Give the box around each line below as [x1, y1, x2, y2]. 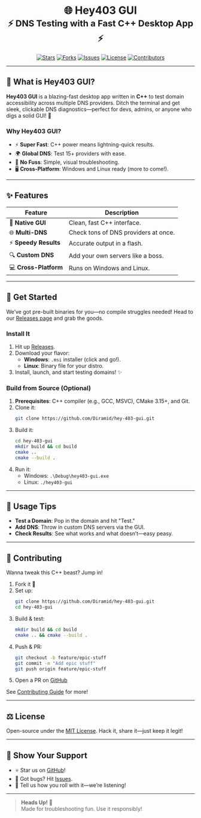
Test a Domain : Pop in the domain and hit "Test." [14, 517, 136, 525]
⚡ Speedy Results [9, 238, 61, 247]
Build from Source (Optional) [6, 383, 92, 392]
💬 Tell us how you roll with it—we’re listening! [14, 781, 126, 789]
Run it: [14, 466, 31, 473]
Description [104, 208, 139, 217]
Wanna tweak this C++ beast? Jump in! [6, 569, 103, 576]
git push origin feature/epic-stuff [14, 666, 106, 672]
